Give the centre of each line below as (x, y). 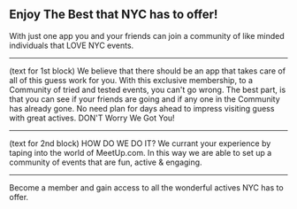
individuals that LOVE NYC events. (72, 45)
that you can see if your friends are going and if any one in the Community (145, 99)
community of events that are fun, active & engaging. (106, 162)
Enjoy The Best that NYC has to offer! (114, 15)
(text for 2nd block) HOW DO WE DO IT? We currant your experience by (140, 143)
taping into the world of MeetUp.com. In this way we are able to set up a (141, 152)
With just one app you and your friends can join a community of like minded (147, 35)
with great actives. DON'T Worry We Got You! (92, 118)
